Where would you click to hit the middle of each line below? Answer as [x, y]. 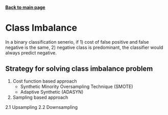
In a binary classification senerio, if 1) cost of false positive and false [77, 42]
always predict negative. [31, 52]
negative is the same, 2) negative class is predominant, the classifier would [84, 47]
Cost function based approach [45, 81]
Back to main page [25, 7]
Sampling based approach [40, 97]
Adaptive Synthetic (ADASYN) [52, 92]
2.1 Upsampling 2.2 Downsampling [42, 107]
